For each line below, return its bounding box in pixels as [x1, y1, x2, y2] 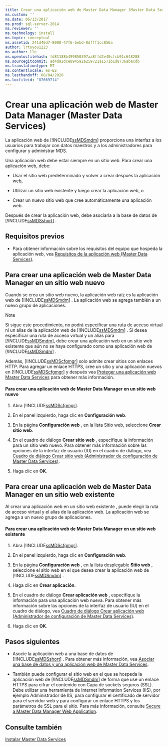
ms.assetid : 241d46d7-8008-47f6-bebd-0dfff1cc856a [5, 40, 113, 45]
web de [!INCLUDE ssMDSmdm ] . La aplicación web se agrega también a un [5, 297, 161, 303]
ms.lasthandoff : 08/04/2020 [5, 73, 64, 78]
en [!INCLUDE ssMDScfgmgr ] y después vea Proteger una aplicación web [5, 369, 156, 375]
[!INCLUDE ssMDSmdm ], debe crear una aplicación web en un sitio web [5, 338, 152, 344]
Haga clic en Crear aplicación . [12, 582, 76, 588]
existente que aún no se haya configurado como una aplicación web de [5, 343, 152, 349]
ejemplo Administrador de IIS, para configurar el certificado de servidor [12, 692, 160, 698]
